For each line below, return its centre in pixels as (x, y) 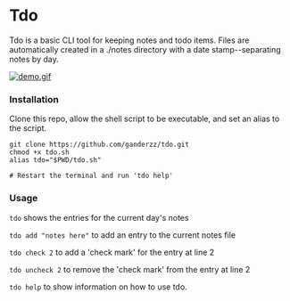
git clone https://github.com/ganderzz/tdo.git (99, 145)
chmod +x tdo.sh (39, 152)
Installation (34, 99)
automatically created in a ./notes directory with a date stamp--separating (145, 49)
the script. (28, 128)
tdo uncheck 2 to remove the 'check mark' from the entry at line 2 (130, 269)
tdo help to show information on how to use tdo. (98, 287)
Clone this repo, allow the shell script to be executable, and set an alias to (145, 119)
